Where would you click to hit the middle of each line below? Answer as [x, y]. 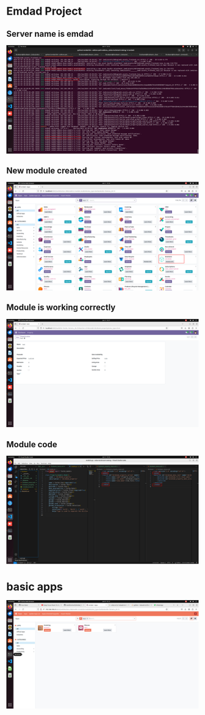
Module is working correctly [61, 308]
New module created [47, 170]
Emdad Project [44, 11]
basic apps [34, 586]
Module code [32, 444]
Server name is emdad [50, 34]
